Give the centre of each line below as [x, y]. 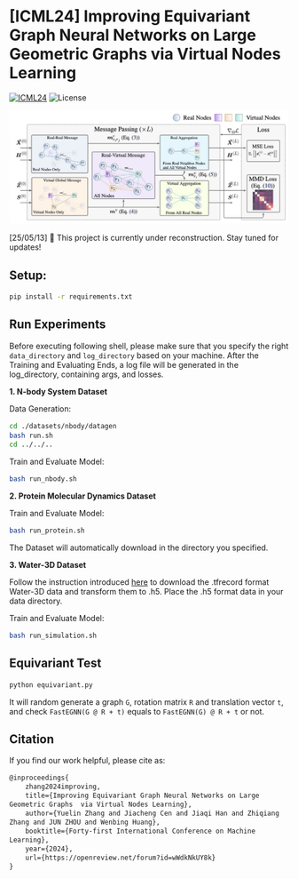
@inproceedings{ [39, 778]
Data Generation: [40, 408]
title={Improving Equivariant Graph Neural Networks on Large [142, 796]
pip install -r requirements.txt [71, 297]
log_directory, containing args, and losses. [86, 374]
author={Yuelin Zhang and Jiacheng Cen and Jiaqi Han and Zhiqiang [152, 814]
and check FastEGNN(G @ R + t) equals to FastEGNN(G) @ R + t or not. [137, 711]
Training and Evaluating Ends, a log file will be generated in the [124, 364]
